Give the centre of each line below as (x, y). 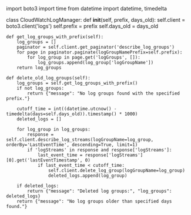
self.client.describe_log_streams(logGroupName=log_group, (80, 140)
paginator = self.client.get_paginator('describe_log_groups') (96, 47)
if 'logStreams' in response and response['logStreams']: (100, 150)
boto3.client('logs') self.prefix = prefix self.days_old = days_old (82, 26)
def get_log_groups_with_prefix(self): (55, 37)
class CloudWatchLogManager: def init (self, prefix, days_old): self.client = (96, 20)
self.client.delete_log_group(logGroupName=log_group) (116, 170)
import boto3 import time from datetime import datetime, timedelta (87, 9)
